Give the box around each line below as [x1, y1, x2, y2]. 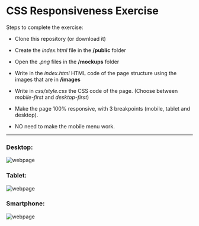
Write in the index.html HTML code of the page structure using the [14, 69, 177, 76]
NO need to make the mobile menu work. [14, 122, 115, 130]
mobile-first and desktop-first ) [14, 93, 89, 101]
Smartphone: [6, 199, 46, 208]
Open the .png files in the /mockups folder [14, 58, 120, 65]
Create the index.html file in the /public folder [14, 46, 126, 54]
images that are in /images [14, 76, 81, 83]
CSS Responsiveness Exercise [6, 4, 159, 18]
